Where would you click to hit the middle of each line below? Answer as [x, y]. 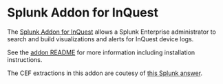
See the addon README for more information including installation [101, 52]
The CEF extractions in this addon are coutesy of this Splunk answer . [105, 73]
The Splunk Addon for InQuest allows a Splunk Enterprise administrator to [112, 32]
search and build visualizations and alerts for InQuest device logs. [100, 39]
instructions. [25, 59]
